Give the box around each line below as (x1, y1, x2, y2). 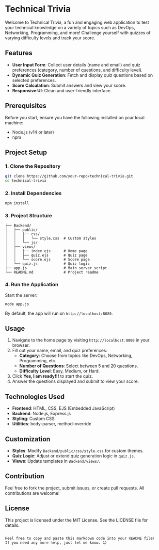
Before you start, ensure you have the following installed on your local (5, 114, 144, 120)
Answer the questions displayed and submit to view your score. (12, 378, 139, 384)
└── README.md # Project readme (5, 270, 98, 275)
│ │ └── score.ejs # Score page (5, 257, 90, 262)
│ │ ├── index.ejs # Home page (5, 249, 88, 254)
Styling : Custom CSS (12, 416, 55, 421)
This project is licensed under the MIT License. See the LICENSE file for (5, 517, 148, 523)
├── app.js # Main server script (5, 266, 108, 271)
